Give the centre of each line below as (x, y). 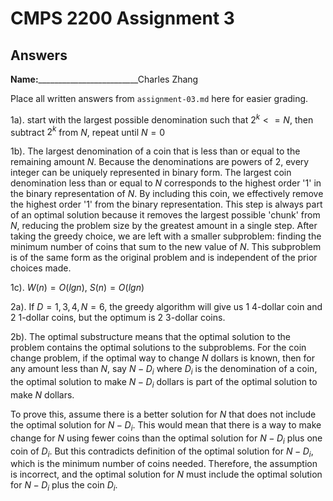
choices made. (41, 268)
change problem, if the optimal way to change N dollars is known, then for (162, 358)
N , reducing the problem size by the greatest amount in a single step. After (164, 226)
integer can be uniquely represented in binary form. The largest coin (151, 173)
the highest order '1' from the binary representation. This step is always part (166, 204)
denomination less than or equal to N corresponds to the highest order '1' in (166, 183)
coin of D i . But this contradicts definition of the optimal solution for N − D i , (162, 452)
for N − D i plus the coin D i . (64, 486)
